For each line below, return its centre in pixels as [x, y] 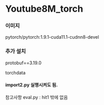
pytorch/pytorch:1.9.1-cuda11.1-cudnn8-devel [52, 37]
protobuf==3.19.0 [23, 63]
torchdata [16, 72]
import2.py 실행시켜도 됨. [32, 85]
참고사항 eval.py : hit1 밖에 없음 [36, 97]
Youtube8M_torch [44, 9]
